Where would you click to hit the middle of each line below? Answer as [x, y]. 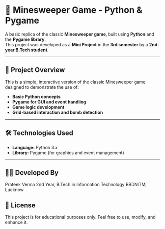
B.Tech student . [32, 50]
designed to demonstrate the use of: [42, 87]
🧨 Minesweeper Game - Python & [74, 10]
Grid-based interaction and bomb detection [57, 112]
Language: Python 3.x [35, 147]
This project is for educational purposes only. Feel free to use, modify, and [80, 217]
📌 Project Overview [35, 70]
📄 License [20, 205]
